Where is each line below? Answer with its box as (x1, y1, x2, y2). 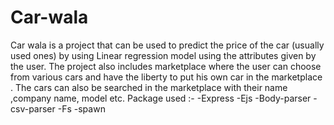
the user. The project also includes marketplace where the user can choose (10, 60, 322, 72)
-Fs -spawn (57, 102, 106, 115)
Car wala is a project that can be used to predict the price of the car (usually (10, 39, 325, 51)
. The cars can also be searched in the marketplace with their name (10, 81, 288, 93)
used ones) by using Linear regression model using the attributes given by (10, 49, 317, 61)
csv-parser (10, 102, 56, 115)
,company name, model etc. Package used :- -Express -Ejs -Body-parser (10, 92, 312, 104)
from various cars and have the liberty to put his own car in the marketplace (10, 71, 323, 83)
